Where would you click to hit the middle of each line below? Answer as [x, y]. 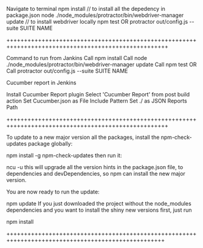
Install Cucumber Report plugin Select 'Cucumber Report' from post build [98, 94]
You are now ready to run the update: [53, 192]
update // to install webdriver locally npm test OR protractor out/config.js [97, 22]
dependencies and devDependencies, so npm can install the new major [96, 173]
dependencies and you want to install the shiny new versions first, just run [99, 210]
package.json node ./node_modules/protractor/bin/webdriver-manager [95, 15]
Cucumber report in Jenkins [41, 82]
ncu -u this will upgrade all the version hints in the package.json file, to [95, 167]
